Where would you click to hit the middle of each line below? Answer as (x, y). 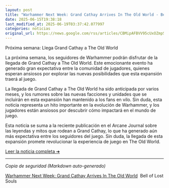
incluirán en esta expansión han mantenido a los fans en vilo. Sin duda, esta (84, 100)
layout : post (19, 10)
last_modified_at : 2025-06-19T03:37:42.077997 (55, 24)
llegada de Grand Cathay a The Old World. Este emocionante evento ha (79, 63)
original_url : (20, 33)
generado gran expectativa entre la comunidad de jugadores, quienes (77, 68)
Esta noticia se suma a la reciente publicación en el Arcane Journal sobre (81, 125)
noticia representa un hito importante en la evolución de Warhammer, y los (82, 105)
